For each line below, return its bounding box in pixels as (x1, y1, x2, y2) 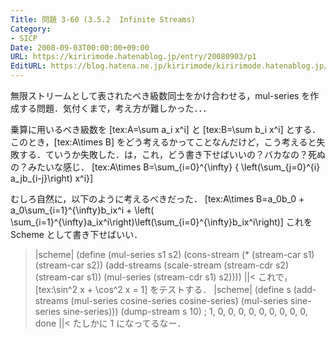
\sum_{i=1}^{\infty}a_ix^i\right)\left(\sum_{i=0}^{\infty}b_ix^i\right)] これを (10, 216, 313, 228)
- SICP (10, 33, 38, 43)
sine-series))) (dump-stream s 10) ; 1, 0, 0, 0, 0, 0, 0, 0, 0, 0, (62, 306, 308, 317)
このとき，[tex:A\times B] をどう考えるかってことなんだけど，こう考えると (10, 136, 317, 148)
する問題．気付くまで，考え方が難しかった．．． (18, 102, 212, 114)
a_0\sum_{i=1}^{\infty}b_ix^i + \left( (10, 204, 155, 216)
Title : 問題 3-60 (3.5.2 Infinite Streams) (10, 14, 196, 25)
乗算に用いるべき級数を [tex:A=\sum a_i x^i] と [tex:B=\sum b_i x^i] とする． (10, 124, 322, 135)
